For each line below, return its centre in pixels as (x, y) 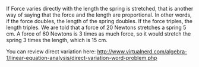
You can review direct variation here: (51, 52)
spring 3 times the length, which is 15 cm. (57, 40)
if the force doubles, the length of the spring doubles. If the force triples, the (99, 21)
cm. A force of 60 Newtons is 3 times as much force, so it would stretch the (99, 34)
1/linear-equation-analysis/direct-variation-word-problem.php (82, 58)
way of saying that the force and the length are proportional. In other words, (99, 15)
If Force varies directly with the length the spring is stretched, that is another (100, 9)
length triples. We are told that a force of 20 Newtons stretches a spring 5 (96, 27)
